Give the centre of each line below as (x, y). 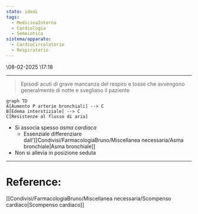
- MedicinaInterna (34, 22)
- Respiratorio (30, 50)
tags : (13, 17)
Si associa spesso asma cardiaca (56, 127)
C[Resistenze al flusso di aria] (47, 116)
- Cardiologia (29, 28)
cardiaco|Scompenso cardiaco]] (45, 205)
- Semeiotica (27, 34)
